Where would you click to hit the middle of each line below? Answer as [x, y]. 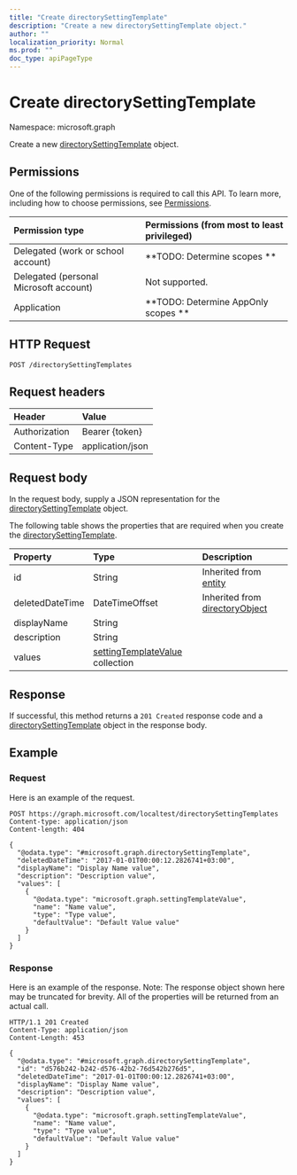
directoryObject [235, 608]
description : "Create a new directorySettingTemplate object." [128, 26]
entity [214, 584]
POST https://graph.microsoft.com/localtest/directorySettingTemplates [144, 814]
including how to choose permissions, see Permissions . [110, 203]
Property [33, 557]
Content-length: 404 [47, 829]
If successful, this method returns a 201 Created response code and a [136, 716]
